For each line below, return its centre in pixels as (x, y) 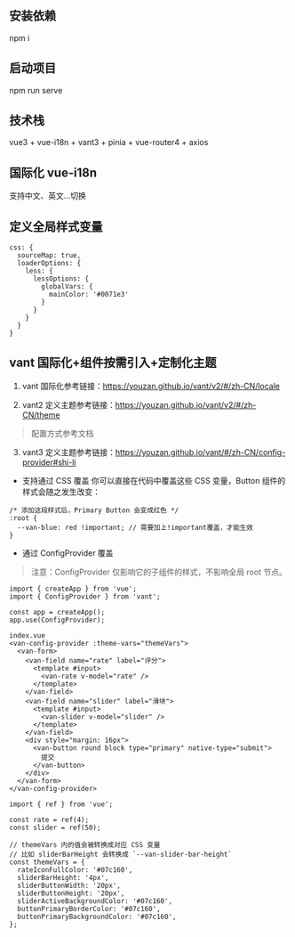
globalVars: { (67, 287)
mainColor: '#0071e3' (88, 295)
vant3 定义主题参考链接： (68, 452)
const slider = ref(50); (55, 827)
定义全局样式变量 (56, 227)
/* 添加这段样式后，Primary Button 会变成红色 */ (94, 510)
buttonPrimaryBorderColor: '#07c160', (89, 908)
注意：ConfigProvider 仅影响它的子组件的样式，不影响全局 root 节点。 (159, 572)
